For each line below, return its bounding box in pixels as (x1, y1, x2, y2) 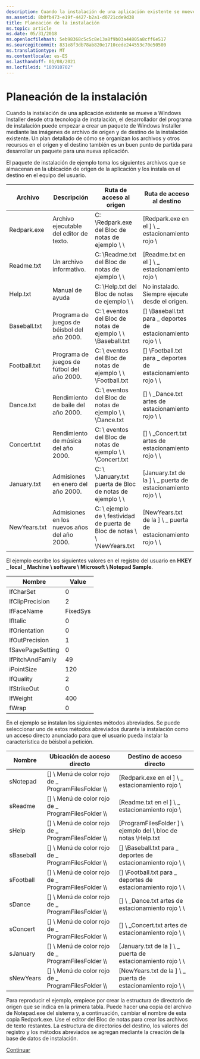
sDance (9, 900, 31, 909)
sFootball (9, 876, 35, 884)
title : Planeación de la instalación (6, 20, 100, 26)
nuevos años (52, 523, 88, 531)
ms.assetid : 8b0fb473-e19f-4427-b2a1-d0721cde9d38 (6, 14, 135, 20)
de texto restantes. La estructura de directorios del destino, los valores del (6, 1022, 189, 1029)
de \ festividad (95, 512, 135, 521)
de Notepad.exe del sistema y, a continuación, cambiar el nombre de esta (6, 1010, 186, 1017)
